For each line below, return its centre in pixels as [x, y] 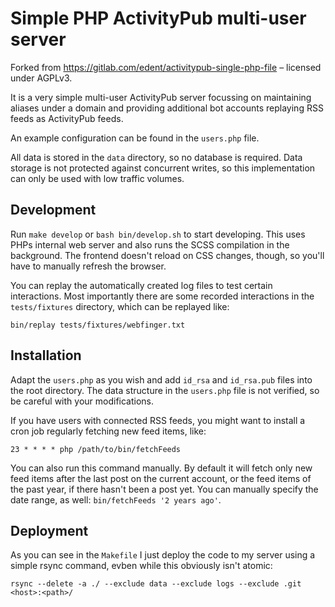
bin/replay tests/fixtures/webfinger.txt [98, 325]
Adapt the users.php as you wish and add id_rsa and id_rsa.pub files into [161, 379]
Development [53, 210]
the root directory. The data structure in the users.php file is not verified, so [165, 390]
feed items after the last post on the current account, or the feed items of [161, 478]
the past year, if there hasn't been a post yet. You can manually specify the [164, 489]
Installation [46, 355]
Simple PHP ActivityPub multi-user [158, 18]
